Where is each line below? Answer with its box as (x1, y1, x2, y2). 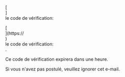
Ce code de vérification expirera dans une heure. (5, 56, 109, 62)
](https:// (5, 30, 24, 36)
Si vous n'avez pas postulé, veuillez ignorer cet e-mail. (5, 66, 120, 72)
